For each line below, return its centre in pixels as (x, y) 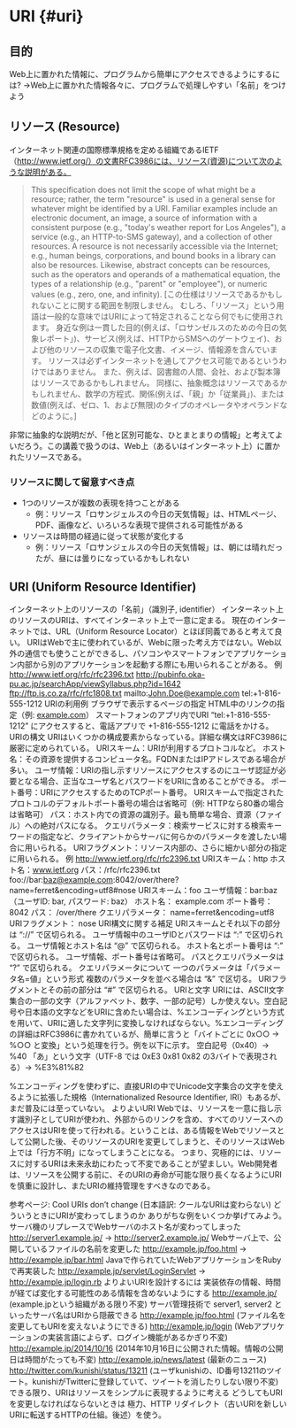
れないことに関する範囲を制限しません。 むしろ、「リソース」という (153, 305)
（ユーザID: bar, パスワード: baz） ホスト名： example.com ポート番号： (141, 901)
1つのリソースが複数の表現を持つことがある (101, 503)
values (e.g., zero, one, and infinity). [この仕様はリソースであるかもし (156, 294)
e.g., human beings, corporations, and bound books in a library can (153, 255)
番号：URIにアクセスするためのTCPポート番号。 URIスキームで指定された (150, 792)
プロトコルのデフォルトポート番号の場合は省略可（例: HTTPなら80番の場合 (147, 803)
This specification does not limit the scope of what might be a (143, 189)
